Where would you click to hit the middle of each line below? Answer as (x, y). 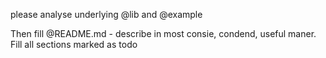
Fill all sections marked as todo (74, 44)
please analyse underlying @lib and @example (106, 14)
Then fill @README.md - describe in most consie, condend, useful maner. (163, 33)
